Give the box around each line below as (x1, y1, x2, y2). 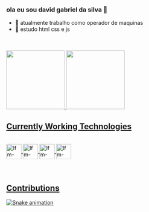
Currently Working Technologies (6, 121, 132, 131)
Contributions (6, 183, 60, 193)
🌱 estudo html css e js (14, 25, 71, 33)
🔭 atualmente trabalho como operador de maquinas (14, 19, 144, 27)
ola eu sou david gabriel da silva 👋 (6, 5, 107, 14)
